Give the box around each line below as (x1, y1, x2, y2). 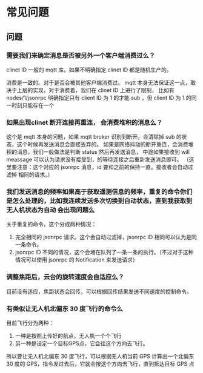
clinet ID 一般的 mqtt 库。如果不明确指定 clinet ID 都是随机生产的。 (6, 66, 172, 73)
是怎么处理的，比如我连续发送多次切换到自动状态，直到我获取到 (6, 197, 193, 205)
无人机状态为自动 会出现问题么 (6, 206, 95, 214)
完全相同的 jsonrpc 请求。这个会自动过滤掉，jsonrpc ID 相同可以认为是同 (15, 234, 197, 241)
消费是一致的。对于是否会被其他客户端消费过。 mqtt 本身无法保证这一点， (6, 79, 191, 86)
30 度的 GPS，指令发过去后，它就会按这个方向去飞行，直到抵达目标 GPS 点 (6, 360, 195, 368)
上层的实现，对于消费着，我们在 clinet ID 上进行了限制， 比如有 (16, 86, 175, 94)
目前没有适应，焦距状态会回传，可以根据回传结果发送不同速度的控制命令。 (6, 288, 192, 295)
